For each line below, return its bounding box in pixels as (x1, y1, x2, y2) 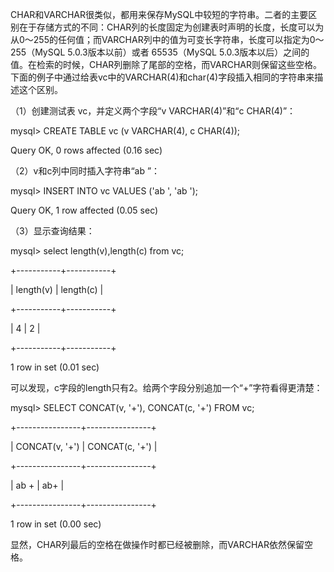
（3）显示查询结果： (10, 225, 95, 237)
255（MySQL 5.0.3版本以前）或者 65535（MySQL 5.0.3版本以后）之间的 (10, 46, 310, 58)
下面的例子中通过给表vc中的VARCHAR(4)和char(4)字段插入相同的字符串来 (10, 71, 315, 83)
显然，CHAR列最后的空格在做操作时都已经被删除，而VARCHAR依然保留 (10, 539, 305, 550)
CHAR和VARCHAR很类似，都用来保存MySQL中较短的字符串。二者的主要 (10, 9, 309, 20)
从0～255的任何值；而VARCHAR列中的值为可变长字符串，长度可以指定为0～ (10, 34, 325, 45)
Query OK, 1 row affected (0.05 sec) (10, 204, 159, 216)
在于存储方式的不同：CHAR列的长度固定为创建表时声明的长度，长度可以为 (18, 21, 325, 33)
